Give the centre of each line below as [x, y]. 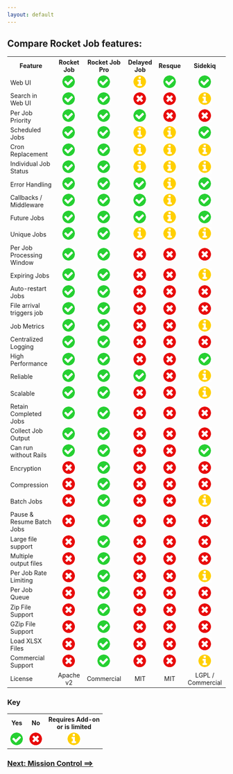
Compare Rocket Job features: [75, 44]
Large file [24, 539]
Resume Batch [31, 522]
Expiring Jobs [30, 275]
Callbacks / [26, 197]
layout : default [31, 15]
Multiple [21, 556]
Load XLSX [26, 641]
